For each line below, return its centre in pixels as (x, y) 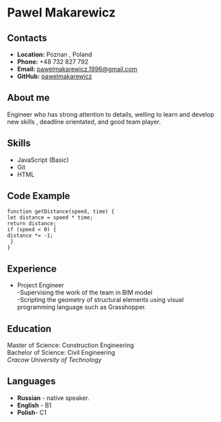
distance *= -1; (30, 236)
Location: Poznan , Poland (54, 54)
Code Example (39, 196)
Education (29, 328)
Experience (32, 269)
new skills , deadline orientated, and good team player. (84, 121)
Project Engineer (40, 285)
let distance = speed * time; (50, 218)
